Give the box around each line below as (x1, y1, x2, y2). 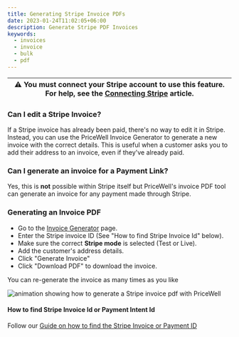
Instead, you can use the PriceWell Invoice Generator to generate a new (7, 133, 218, 142)
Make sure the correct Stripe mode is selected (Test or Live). (17, 239, 197, 247)
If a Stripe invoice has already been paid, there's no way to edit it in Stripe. (7, 125, 225, 134)
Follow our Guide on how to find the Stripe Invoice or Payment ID (7, 321, 198, 330)
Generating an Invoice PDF (7, 207, 102, 217)
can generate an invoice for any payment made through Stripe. (7, 190, 191, 198)
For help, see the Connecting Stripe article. (45, 88, 194, 98)
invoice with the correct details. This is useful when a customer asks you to (7, 140, 228, 150)
